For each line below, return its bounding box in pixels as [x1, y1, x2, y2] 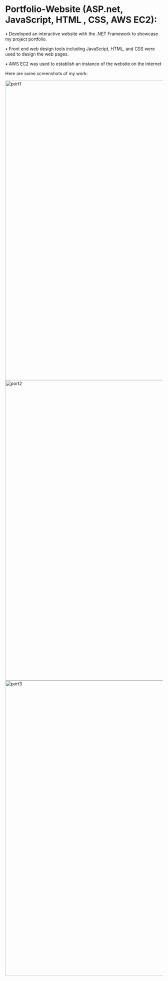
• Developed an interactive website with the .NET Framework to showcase [5, 31, 158, 37]
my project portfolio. [5, 36, 47, 42]
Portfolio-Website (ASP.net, [5, 4, 123, 15]
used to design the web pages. [5, 51, 69, 57]
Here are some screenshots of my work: [5, 70, 88, 76]
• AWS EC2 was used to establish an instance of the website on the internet [5, 61, 161, 67]
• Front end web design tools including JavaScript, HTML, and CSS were [5, 46, 155, 52]
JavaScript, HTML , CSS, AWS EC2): [5, 14, 157, 26]
